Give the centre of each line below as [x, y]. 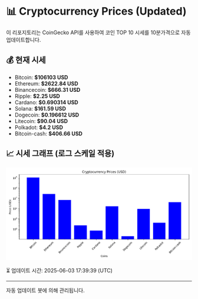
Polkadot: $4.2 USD [39, 127]
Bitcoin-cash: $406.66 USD [48, 134]
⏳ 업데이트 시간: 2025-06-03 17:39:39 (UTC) [60, 270]
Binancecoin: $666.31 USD [47, 89]
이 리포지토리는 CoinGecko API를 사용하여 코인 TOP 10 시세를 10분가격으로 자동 [98, 32]
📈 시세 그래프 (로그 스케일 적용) [60, 154]
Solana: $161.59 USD [40, 108]
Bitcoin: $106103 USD [41, 77]
